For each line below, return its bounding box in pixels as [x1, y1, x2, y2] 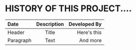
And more [79, 37, 102, 44]
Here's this [77, 29, 102, 36]
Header [7, 29, 25, 36]
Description [36, 21, 64, 27]
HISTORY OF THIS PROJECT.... [5, 3, 132, 14]
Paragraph [7, 37, 32, 44]
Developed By [68, 21, 102, 27]
